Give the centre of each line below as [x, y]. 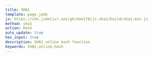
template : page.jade [27, 14]
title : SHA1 [17, 10]
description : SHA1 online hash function [48, 42]
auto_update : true [24, 33]
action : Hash [19, 28]
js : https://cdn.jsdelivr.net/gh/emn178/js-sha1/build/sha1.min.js [77, 19]
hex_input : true [22, 38]
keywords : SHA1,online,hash [34, 47]
